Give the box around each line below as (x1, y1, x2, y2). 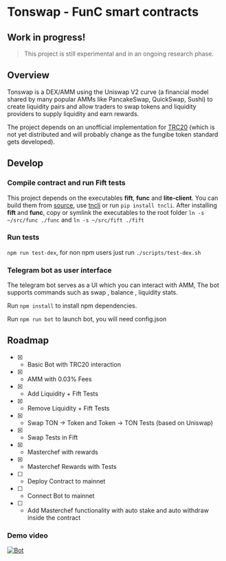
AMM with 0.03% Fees (27, 375, 92, 383)
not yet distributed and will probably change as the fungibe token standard (7, 130, 218, 138)
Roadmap (7, 334, 49, 347)
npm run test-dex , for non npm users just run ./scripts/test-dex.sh (7, 248, 201, 256)
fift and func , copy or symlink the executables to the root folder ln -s (7, 208, 205, 216)
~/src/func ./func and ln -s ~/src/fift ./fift (7, 216, 144, 224)
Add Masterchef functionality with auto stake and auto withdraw (27, 506, 210, 514)
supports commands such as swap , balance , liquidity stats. (7, 288, 179, 297)
